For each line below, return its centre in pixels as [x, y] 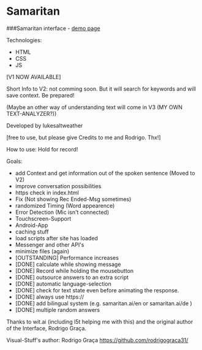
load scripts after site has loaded [56, 238]
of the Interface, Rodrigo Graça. [47, 328]
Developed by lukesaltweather [45, 125]
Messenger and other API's [50, 245]
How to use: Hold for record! [42, 149]
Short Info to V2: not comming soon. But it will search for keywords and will [101, 89]
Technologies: [24, 40]
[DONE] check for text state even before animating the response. [97, 290]
